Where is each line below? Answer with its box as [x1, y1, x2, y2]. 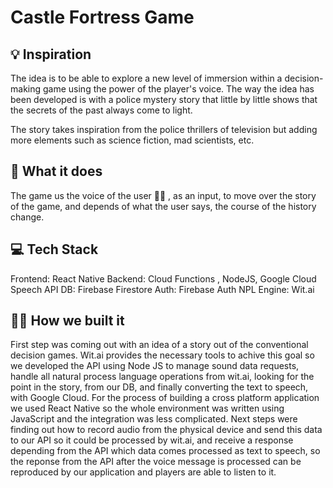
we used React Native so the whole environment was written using [10, 402, 285, 415]
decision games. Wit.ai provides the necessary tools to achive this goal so [10, 349, 315, 361]
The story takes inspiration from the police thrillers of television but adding [10, 124, 318, 135]
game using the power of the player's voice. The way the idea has [42, 83, 315, 95]
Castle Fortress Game [10, 6, 195, 29]
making [10, 83, 42, 95]
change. [10, 211, 45, 223]
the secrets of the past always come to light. [10, 104, 193, 116]
